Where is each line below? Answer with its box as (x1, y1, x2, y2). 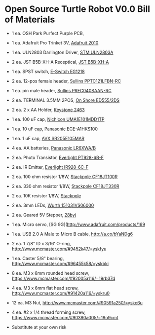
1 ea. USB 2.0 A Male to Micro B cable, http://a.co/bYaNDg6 (11, 231, 133, 237)
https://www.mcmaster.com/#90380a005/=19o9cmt (11, 314, 119, 320)
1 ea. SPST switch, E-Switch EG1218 (11, 68, 85, 74)
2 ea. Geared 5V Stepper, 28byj (11, 212, 76, 218)
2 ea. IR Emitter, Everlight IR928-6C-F (11, 164, 89, 170)
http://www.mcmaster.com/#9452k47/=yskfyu (11, 246, 107, 252)
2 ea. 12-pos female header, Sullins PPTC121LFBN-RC (11, 78, 121, 84)
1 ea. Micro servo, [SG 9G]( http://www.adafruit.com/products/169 (11, 221, 145, 227)
